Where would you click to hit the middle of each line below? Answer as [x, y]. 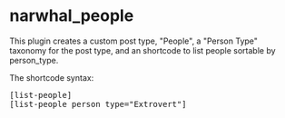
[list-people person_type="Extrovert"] [98, 104]
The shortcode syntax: [52, 77]
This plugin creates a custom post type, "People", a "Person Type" [134, 41]
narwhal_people [72, 16]
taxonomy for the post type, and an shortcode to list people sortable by [142, 50]
